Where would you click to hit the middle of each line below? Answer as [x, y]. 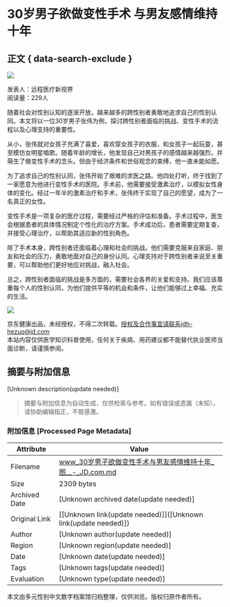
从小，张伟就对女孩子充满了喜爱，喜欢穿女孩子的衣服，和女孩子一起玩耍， [112, 144]
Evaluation [27, 579]
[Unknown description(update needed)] [63, 388]
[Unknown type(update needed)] [112, 579]
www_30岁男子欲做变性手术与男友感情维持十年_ [137, 462]
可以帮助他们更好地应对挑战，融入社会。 [76, 265]
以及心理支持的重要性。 [46, 129]
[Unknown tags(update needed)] [112, 568]
